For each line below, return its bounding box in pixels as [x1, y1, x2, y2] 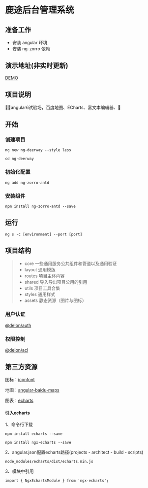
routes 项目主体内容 [24, 273, 65, 279]
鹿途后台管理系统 [5, 4, 75, 16]
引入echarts [5, 410, 30, 416]
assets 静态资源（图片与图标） [24, 297, 87, 303]
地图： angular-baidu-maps [5, 387, 60, 393]
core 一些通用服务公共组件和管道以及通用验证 [24, 260, 117, 266]
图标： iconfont [5, 376, 35, 382]
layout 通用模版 [24, 266, 56, 272]
